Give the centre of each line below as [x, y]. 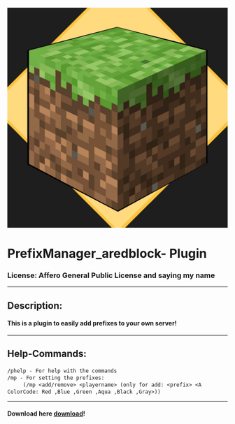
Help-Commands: [47, 354]
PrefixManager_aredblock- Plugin [107, 254]
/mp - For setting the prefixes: [56, 378]
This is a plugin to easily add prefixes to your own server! [92, 323]
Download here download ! [47, 414]
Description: [35, 306]
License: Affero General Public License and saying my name [111, 275]
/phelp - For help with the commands [62, 371]
